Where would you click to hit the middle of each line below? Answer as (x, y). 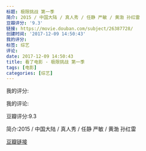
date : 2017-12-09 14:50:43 (40, 56)
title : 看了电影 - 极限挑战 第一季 (45, 62)
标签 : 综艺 (18, 46)
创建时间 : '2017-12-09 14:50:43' (46, 34)
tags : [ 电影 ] (22, 67)
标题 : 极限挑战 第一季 (31, 12)
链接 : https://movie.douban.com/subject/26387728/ (70, 28)
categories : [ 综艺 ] (30, 73)
